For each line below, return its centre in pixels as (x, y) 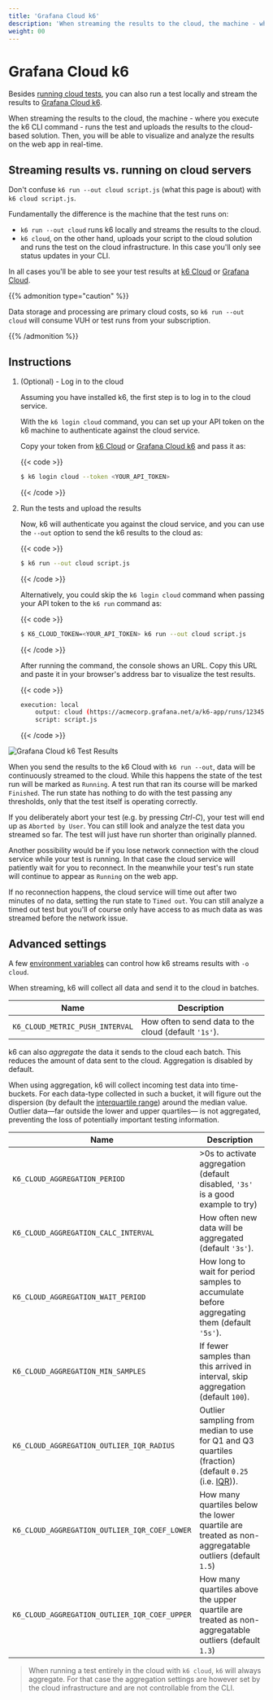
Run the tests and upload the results (81, 508)
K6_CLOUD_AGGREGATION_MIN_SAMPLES (79, 1371)
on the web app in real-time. (56, 144)
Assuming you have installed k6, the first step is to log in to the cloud (135, 397)
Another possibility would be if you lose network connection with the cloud (134, 850)
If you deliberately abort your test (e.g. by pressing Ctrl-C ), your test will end (136, 817)
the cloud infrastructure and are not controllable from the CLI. (131, 1688)
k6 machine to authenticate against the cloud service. (110, 430)
